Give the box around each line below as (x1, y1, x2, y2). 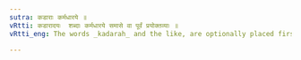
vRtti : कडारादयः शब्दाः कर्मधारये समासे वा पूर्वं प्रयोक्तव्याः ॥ (9, 21, 179, 30)
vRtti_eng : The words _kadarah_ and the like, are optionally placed (9, 29, 275, 38)
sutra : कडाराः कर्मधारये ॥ (9, 12, 87, 22)
